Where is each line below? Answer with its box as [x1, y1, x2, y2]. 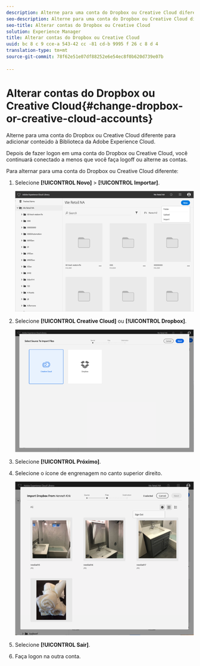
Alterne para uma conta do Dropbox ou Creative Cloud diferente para [6, 131, 176, 138]
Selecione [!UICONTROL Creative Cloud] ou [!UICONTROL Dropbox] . [14, 317, 187, 325]
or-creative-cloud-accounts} [6, 112, 154, 125]
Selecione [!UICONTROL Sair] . [14, 641, 90, 648]
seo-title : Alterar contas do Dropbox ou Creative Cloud [6, 22, 151, 28]
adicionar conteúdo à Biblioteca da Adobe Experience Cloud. [6, 138, 156, 145]
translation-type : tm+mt [6, 48, 68, 54]
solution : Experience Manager [6, 29, 82, 35]
